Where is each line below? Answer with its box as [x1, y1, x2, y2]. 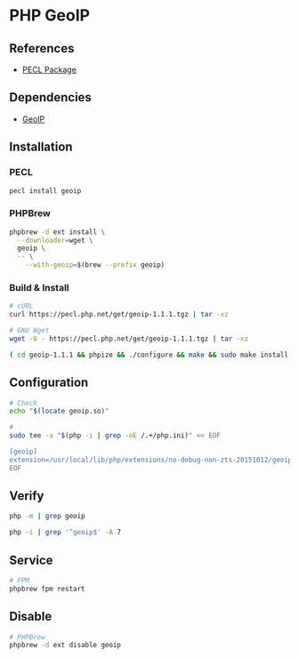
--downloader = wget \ [17, 236, 93, 245]
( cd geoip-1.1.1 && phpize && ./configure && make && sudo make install [9, 350, 289, 359]
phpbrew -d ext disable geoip [9, 641, 122, 650]
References [9, 41, 75, 56]
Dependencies [9, 90, 92, 105]
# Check [9, 398, 38, 407]
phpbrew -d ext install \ [9, 228, 105, 237]
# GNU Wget [9, 326, 50, 335]
